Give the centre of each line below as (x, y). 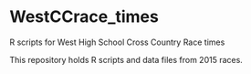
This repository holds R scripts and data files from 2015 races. (126, 59)
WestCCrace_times (84, 17)
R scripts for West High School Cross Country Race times (117, 42)
